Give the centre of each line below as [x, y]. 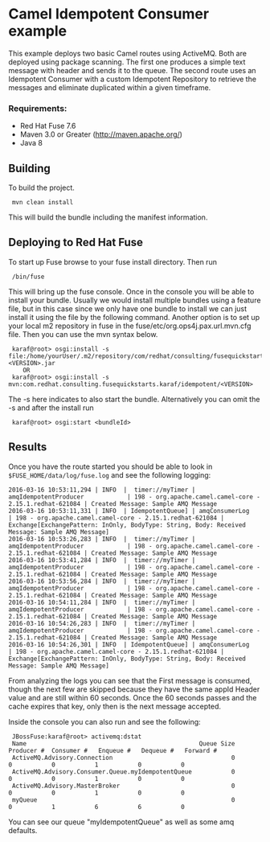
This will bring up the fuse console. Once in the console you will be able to [131, 291]
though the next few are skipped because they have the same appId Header [134, 689]
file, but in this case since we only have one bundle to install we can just [128, 308]
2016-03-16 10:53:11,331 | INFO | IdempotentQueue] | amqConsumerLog [129, 511]
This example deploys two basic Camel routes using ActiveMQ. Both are [128, 53]
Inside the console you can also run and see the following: [104, 721]
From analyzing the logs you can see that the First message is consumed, [130, 680]
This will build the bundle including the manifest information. [108, 217]
